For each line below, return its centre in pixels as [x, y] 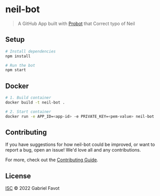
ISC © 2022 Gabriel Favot [32, 188]
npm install [18, 56]
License [18, 176]
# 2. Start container [28, 112]
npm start [16, 70]
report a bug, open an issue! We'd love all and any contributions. [73, 150]
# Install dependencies [31, 51]
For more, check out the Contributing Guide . [52, 160]
